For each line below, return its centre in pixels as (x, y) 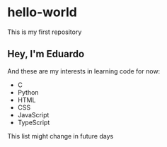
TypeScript (34, 122)
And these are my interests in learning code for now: (84, 71)
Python (28, 92)
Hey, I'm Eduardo (46, 54)
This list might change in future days (61, 136)
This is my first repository (45, 32)
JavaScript (33, 114)
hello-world (42, 12)
